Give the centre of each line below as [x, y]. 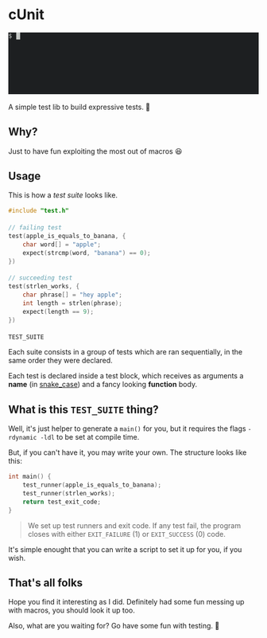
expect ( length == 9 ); [58, 311]
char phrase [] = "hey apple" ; [73, 295]
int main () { [30, 477]
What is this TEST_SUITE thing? [83, 409]
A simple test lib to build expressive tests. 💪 [79, 107]
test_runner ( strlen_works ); [69, 493]
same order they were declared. [60, 361]
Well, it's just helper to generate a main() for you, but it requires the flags [127, 429]
